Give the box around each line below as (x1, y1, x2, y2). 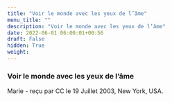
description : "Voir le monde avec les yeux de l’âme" (7, 23, 166, 30)
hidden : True (7, 42, 45, 49)
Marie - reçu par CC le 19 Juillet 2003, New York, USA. (7, 87, 164, 95)
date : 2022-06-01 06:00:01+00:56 (7, 29, 104, 37)
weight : (7, 49, 30, 56)
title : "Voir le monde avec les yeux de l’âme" (7, 10, 148, 17)
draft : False (7, 36, 45, 43)
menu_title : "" (7, 17, 51, 23)
